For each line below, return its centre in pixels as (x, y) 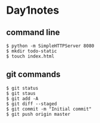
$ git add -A (22, 99)
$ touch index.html (30, 56)
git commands (33, 75)
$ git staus (21, 93)
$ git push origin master (38, 114)
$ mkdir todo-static (32, 51)
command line (33, 32)
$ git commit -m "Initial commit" (49, 109)
